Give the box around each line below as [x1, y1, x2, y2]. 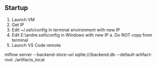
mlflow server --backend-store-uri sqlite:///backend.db [4, 52, 115, 57]
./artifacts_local [14, 56, 45, 62]
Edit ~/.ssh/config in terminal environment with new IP [11, 27, 120, 33]
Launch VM [11, 16, 35, 22]
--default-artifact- [116, 52, 153, 57]
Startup [4, 4, 28, 12]
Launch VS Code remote [11, 42, 61, 48]
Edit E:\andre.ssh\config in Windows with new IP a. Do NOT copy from [11, 32, 153, 38]
